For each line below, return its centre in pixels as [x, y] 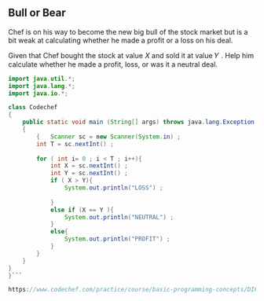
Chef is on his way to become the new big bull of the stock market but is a [128, 31]
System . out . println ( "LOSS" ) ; [114, 188]
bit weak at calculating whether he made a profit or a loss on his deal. [121, 40]
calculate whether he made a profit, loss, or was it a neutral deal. [113, 64]
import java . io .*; [38, 94]
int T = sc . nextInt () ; [75, 144]
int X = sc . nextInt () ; [89, 166]
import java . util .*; [42, 79]
